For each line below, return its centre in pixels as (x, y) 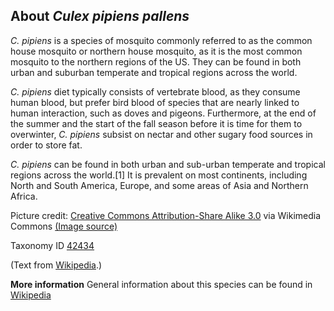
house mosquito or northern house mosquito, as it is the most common (156, 51)
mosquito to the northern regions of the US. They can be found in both (156, 61)
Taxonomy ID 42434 (52, 245)
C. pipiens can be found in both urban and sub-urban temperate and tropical (168, 164)
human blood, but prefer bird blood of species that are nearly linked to (155, 102)
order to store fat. (46, 145)
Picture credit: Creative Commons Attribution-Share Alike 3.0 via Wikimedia (166, 215)
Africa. (24, 196)
